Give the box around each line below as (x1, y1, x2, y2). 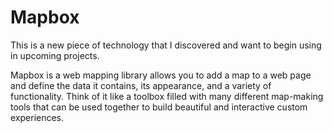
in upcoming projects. (10, 49, 100, 61)
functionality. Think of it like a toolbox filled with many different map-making (10, 90, 324, 102)
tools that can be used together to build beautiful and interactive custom (10, 101, 308, 113)
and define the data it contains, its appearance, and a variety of (10, 79, 272, 91)
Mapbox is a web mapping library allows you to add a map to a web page (10, 69, 312, 81)
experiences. (10, 111, 65, 123)
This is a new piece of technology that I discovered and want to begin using (10, 39, 322, 51)
